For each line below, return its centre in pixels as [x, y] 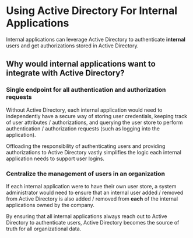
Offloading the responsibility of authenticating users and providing [86, 146]
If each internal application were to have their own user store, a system [91, 186]
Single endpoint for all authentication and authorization [86, 90]
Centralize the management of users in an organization [85, 174]
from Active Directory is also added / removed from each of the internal [92, 199]
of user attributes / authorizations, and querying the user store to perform [94, 122]
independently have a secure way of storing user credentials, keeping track [97, 116]
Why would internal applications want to [81, 64]
